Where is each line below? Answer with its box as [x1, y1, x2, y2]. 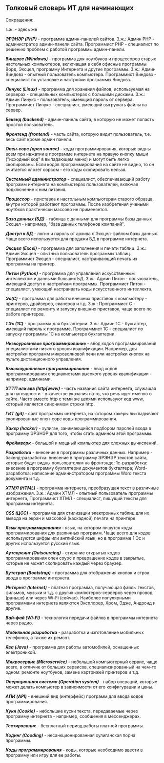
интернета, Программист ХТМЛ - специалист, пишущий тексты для [5, 495, 147, 501]
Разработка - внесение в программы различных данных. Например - [5, 449, 153, 455]
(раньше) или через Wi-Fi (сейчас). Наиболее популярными [5, 595, 131, 600]
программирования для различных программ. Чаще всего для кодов [5, 530, 151, 536]
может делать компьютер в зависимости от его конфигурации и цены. [5, 684, 153, 690]
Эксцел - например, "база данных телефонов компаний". [5, 221, 125, 227]
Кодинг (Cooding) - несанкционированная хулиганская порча [5, 732, 136, 738]
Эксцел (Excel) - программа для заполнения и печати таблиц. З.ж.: [5, 245, 147, 251]
